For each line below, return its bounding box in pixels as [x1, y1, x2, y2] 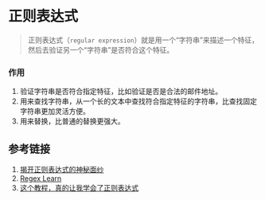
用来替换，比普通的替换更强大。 [19, 116, 125, 126]
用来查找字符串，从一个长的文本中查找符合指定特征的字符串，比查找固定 [19, 96, 257, 106]
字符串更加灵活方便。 [19, 107, 90, 116]
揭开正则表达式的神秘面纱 [19, 165, 104, 175]
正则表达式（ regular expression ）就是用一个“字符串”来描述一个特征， [27, 35, 259, 45]
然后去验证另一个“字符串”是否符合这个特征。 [27, 45, 174, 54]
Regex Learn [19, 174, 62, 183]
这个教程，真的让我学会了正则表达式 [19, 183, 139, 193]
